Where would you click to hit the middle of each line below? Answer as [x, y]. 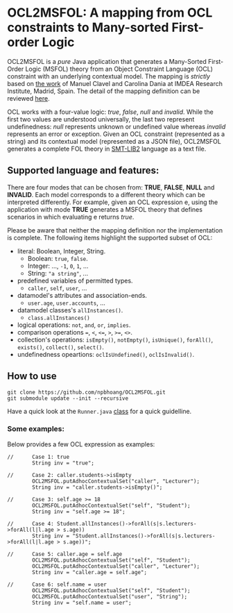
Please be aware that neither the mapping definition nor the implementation [115, 230]
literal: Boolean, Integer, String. [61, 251]
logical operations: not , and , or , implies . [74, 325]
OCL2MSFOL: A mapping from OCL [110, 13]
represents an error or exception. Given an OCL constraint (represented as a [116, 134]
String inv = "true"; [63, 463]
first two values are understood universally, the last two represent [101, 119]
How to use [32, 376]
